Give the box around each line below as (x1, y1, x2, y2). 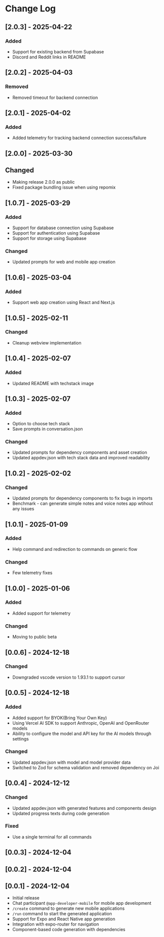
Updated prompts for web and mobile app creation (12, 259, 116, 265)
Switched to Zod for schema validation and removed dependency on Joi (12, 764, 160, 770)
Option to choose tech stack (12, 421, 70, 427)
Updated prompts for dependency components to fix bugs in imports (12, 495, 153, 501)
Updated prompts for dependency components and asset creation (12, 449, 147, 455)
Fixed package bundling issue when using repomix (12, 184, 116, 191)
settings (12, 736, 29, 741)
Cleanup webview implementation (12, 340, 82, 345)
